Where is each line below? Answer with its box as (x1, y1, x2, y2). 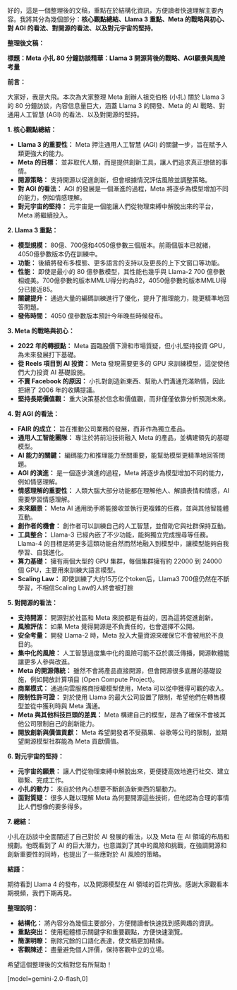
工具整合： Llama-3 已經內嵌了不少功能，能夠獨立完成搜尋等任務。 (17, 530, 212, 539)
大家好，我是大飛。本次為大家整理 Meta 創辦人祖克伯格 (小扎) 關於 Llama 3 (7, 93, 226, 101)
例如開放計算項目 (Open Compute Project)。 (30, 675, 159, 684)
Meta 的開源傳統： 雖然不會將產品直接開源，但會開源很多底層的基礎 (17, 667, 216, 674)
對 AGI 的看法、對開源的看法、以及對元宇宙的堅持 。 (7, 24, 157, 32)
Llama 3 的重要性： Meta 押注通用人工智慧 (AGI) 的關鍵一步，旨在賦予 (17, 141, 221, 148)
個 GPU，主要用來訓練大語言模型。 (17, 566, 120, 574)
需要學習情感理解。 (17, 495, 74, 503)
